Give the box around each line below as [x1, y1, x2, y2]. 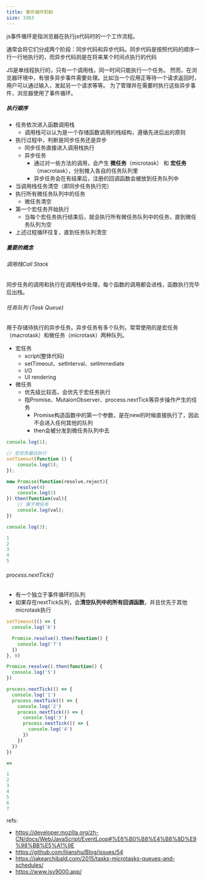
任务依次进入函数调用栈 [15, 121, 75, 128]
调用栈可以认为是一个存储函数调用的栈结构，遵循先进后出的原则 [24, 128, 186, 136]
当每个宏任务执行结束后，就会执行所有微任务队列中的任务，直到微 [24, 213, 191, 221]
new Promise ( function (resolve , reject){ [6, 478, 109, 484]
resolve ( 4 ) [17, 484, 45, 491]
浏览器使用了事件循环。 [17, 89, 77, 97]
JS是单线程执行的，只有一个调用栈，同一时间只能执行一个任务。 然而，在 [6, 66, 192, 74]
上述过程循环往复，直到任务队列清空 [15, 229, 107, 236]
